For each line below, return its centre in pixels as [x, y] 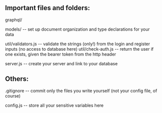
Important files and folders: [48, 8]
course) [13, 96]
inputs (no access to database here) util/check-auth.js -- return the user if [79, 49]
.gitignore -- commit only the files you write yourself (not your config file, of [81, 91]
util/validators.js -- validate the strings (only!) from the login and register [78, 44]
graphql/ [14, 19]
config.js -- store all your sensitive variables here [54, 105]
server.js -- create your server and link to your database [61, 63]
